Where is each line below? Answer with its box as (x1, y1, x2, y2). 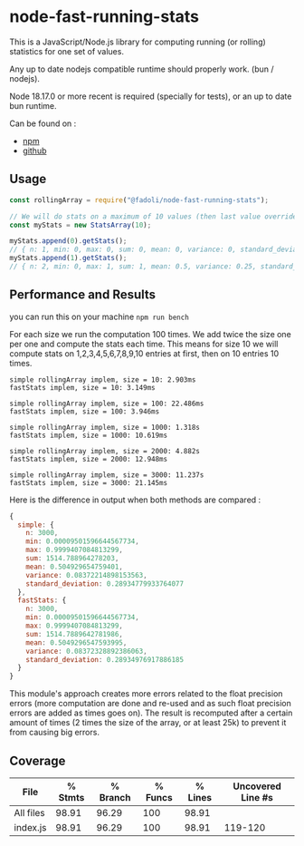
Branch (99, 792, 131, 803)
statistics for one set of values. (9, 45, 125, 56)
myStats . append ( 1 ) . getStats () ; (9, 254, 128, 263)
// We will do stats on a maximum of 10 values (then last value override (9, 211, 298, 221)
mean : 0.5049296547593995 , (25, 637, 128, 647)
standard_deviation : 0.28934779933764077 (25, 579, 184, 588)
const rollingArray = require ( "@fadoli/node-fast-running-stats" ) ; (9, 195, 270, 205)
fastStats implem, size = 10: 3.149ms (9, 383, 156, 392)
